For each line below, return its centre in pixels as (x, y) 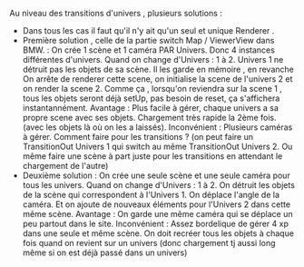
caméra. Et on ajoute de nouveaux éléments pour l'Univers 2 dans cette (157, 204)
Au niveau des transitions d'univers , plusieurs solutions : (116, 13)
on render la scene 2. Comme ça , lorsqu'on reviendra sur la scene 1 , (152, 89)
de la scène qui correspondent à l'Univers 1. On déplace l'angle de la (151, 195)
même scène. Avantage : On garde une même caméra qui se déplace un (157, 214)
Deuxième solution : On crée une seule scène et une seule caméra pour (156, 175)
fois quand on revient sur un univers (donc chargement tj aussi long (149, 243)
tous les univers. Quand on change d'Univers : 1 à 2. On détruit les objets (158, 185)
